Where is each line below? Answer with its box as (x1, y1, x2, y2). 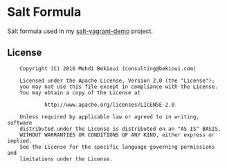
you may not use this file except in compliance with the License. (19, 83, 218, 90)
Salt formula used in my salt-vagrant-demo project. (7, 27, 154, 35)
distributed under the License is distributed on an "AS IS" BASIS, (19, 125, 221, 132)
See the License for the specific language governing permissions (19, 143, 215, 150)
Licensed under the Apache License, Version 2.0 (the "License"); (19, 77, 215, 84)
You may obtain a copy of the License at (19, 89, 140, 96)
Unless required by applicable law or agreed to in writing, (19, 113, 199, 120)
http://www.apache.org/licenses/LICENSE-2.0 (44, 101, 175, 108)
